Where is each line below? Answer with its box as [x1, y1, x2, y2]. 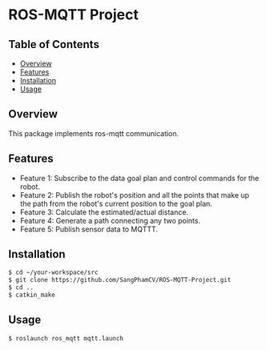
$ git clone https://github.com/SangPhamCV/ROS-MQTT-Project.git [8, 276, 231, 284]
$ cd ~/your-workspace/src [8, 268, 99, 277]
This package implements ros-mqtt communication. [8, 128, 179, 138]
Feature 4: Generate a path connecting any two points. [19, 215, 200, 225]
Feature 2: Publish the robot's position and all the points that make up [19, 190, 250, 199]
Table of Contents [8, 38, 100, 51]
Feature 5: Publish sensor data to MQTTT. [19, 224, 159, 234]
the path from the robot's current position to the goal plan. [19, 199, 212, 208]
